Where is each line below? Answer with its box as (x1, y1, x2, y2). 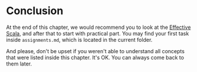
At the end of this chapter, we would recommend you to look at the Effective (6, 24, 191, 31)
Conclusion (6, 4, 64, 18)
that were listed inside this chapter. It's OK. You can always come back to (6, 54, 185, 61)
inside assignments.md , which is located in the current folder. (6, 36, 153, 43)
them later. (6, 60, 32, 67)
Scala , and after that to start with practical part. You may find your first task (6, 30, 189, 37)
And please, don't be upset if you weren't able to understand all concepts (6, 47, 185, 54)
